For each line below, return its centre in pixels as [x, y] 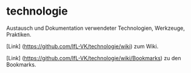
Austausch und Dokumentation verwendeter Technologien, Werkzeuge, [95, 28]
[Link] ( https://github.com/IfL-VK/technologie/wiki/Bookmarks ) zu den [94, 58]
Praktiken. [19, 34]
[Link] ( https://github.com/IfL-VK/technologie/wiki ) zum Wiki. [82, 46]
